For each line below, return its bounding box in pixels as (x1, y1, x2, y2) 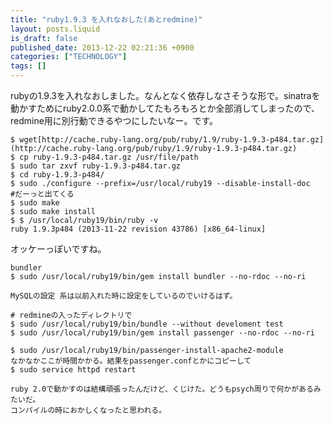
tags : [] (10, 61, 47, 71)
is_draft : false (10, 33, 78, 43)
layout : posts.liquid (10, 24, 101, 34)
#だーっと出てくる (10, 189, 75, 199)
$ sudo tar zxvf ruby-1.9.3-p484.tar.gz (10, 161, 182, 171)
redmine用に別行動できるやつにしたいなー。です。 (10, 115, 219, 126)
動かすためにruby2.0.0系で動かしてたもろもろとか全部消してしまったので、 (10, 102, 320, 114)
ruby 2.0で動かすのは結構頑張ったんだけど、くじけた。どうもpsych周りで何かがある (10, 384, 314, 394)
